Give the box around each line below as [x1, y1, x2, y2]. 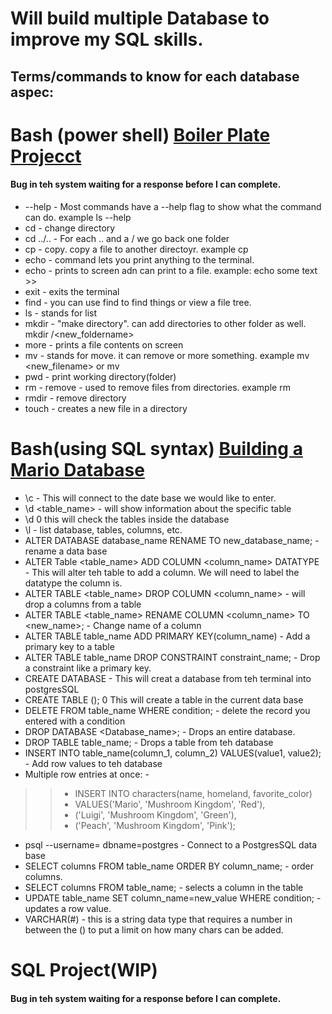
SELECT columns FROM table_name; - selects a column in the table [24, 881, 304, 893]
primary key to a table [24, 640, 115, 652]
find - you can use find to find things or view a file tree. [24, 296, 252, 308]
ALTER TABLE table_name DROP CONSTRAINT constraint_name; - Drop [24, 651, 321, 663]
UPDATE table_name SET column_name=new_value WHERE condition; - [24, 892, 322, 904]
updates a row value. [24, 902, 112, 914]
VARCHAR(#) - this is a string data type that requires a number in [24, 913, 293, 925]
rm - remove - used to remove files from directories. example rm [24, 381, 291, 393]
